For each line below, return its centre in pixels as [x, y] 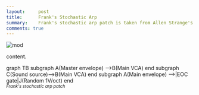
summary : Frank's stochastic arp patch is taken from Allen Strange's [100, 23]
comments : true [25, 28]
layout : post [28, 12]
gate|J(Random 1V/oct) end [40, 81]
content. [16, 56]
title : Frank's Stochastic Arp [52, 17]
